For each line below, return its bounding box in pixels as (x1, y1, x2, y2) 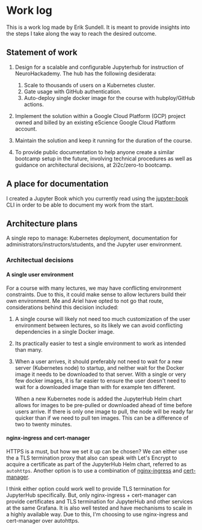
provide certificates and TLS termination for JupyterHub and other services (6, 497, 194, 505)
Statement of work (6, 48, 78, 58)
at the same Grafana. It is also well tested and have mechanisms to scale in (6, 504, 192, 511)
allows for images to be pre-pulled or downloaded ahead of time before (14, 401, 192, 408)
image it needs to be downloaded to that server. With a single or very (14, 370, 186, 378)
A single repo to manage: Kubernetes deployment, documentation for (6, 234, 178, 242)
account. (14, 125, 37, 132)
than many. (14, 346, 43, 353)
